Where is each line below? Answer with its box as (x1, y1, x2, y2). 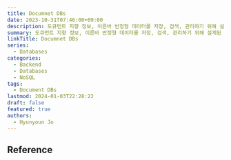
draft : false (7, 100, 45, 106)
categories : (7, 55, 41, 62)
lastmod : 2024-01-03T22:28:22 (7, 93, 94, 100)
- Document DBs (13, 87, 57, 93)
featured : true (7, 106, 51, 113)
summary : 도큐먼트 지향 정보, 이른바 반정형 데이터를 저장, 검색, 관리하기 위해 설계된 (7, 29, 222, 36)
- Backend (13, 61, 41, 68)
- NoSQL (13, 73, 36, 81)
